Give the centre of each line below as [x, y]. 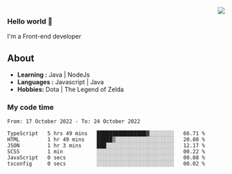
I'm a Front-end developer [44, 37]
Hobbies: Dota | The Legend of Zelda [70, 90]
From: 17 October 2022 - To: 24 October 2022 [74, 122]
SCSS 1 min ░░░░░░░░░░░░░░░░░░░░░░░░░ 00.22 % [106, 152]
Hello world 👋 [30, 21]
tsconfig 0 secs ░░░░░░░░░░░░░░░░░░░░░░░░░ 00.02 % [106, 164]
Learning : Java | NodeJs [54, 75]
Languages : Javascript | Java [60, 82]
